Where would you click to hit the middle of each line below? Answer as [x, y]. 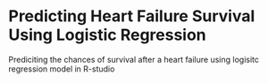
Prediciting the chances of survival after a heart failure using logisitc [134, 59]
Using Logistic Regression [107, 35]
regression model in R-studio [62, 69]
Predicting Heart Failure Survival [132, 16]
